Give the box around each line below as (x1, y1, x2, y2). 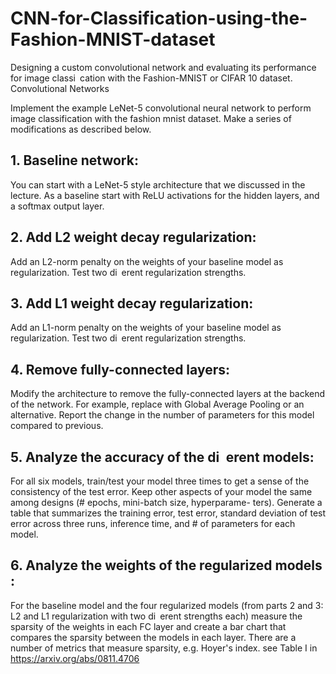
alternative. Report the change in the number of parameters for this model (10, 409, 315, 421)
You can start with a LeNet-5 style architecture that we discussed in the (10, 178, 306, 191)
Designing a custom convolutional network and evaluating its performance (10, 61, 317, 73)
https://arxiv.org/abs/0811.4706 (10, 652, 140, 664)
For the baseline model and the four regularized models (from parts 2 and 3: (10, 599, 324, 611)
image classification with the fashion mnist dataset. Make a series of (10, 112, 292, 124)
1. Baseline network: (10, 152, 139, 169)
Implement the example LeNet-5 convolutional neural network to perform (10, 102, 312, 114)
